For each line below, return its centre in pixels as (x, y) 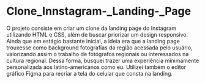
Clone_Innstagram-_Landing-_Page (99, 11)
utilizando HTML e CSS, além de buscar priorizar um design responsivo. (97, 34)
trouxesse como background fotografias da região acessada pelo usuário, (99, 48)
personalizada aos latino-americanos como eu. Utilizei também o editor (96, 67)
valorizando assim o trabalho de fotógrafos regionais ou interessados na (98, 54)
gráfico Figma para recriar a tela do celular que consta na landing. (90, 73)
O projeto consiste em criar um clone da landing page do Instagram (91, 28)
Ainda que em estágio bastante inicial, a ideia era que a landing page (93, 41)
